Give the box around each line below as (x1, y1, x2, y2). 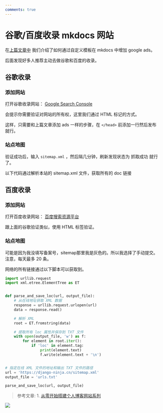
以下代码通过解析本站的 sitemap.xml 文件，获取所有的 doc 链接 (5, 170, 132, 176)
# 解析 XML (14, 316, 35, 321)
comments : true (5, 7, 36, 12)
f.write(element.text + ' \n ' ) (40, 352, 102, 357)
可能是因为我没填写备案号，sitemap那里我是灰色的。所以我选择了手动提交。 (5, 249, 158, 255)
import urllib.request (5, 276, 51, 281)
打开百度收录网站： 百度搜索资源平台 (5, 214, 79, 219)
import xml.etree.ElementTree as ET (5, 280, 80, 286)
